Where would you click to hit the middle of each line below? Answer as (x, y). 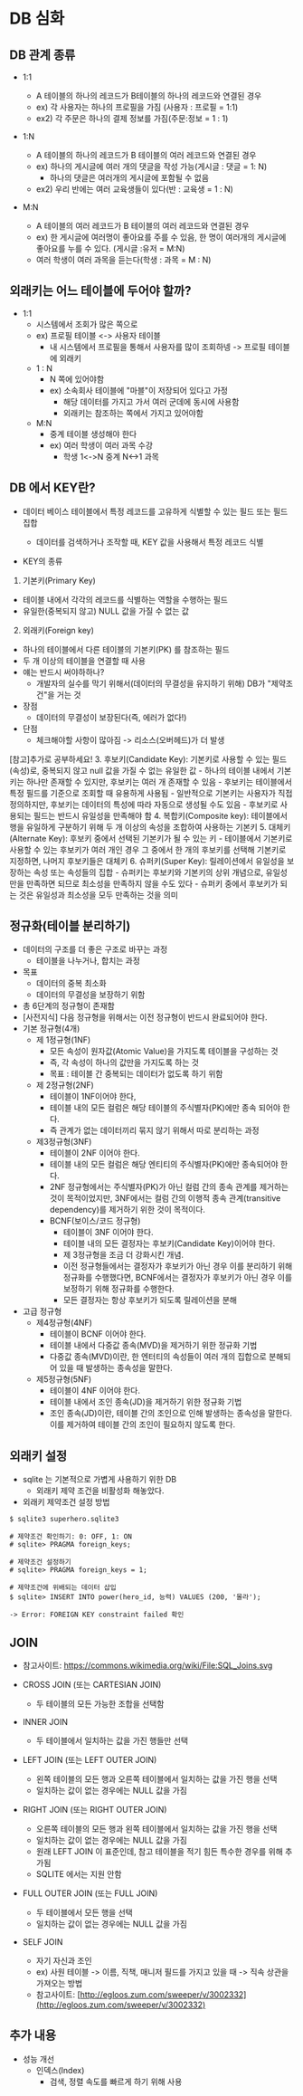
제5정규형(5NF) (64, 1379)
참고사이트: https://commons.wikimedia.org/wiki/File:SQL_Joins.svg (147, 1665)
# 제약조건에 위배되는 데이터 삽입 (63, 1588)
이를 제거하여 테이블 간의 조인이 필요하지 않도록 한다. (142, 1424)
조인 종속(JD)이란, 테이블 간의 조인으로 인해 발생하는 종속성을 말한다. (170, 1414)
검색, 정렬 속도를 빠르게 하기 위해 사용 (116, 2082)
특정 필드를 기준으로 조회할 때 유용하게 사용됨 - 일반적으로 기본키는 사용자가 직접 (151, 793)
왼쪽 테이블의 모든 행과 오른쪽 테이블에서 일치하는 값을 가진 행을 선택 (156, 1779)
